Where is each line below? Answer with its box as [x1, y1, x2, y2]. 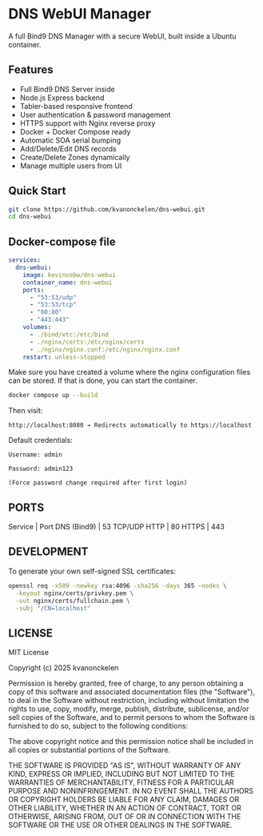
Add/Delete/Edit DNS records [19, 143, 118, 153]
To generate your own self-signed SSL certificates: [8, 566, 176, 576]
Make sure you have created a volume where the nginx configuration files [8, 368, 251, 377]
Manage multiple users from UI [19, 161, 122, 171]
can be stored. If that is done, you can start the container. [8, 376, 197, 385]
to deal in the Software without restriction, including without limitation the [8, 696, 249, 705]
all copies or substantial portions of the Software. [8, 746, 170, 755]
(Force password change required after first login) [8, 479, 188, 487]
